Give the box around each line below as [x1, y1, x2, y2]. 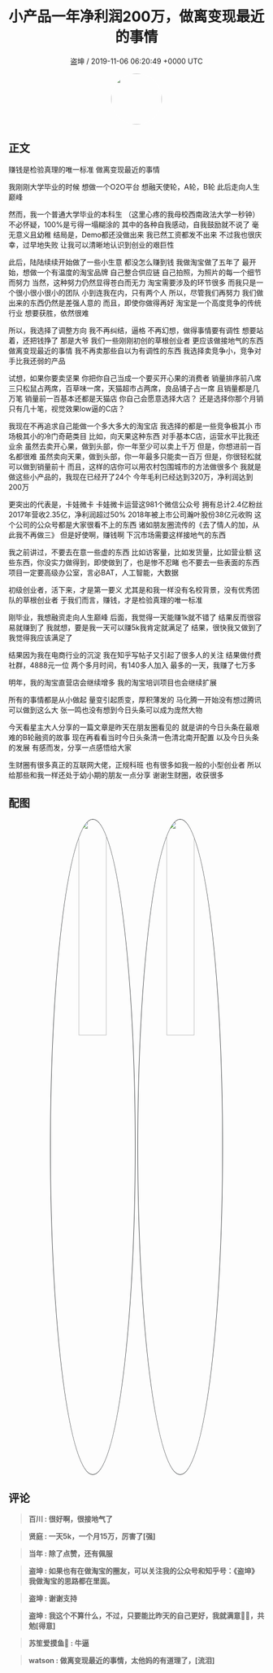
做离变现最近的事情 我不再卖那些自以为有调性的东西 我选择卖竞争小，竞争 [8, 345, 254, 355]
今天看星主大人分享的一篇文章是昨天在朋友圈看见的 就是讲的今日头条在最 [8, 722, 253, 732]
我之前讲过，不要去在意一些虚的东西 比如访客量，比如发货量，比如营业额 [8, 547, 253, 557]
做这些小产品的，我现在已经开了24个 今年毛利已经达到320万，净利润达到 [8, 471, 253, 481]
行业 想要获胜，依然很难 [8, 308, 89, 318]
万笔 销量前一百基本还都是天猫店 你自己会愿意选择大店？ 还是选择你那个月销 [8, 393, 264, 403]
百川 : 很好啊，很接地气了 [28, 1514, 114, 1524]
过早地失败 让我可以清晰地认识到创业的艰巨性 [22, 239, 175, 249]
